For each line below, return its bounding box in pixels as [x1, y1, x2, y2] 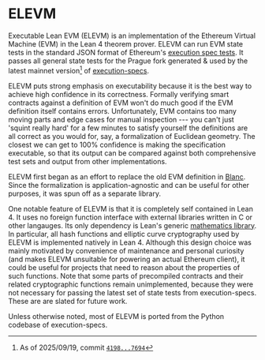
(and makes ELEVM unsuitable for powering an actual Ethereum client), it [8, 254, 245, 264]
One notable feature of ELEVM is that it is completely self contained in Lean [8, 204, 254, 213]
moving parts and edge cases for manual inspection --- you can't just [8, 114, 234, 124]
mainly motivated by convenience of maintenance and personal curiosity [8, 246, 244, 255]
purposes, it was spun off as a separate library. [8, 189, 162, 198]
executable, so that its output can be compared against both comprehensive [8, 148, 256, 158]
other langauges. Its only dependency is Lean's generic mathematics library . [8, 220, 257, 230]
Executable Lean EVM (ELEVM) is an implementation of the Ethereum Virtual [8, 31, 256, 40]
